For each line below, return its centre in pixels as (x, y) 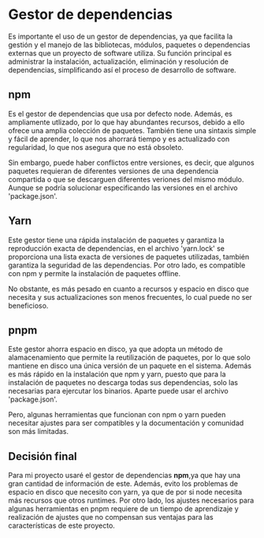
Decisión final (43, 456)
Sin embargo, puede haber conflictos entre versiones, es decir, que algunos (131, 163)
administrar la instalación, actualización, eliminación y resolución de (118, 62)
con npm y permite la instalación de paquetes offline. (95, 273)
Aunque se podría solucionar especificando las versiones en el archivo (123, 188)
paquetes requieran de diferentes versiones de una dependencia (113, 170)
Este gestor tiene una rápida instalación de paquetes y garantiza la (116, 240)
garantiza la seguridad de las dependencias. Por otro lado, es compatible (127, 265)
